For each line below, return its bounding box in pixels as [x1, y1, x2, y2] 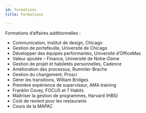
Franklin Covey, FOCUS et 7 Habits [12, 87, 84, 93]
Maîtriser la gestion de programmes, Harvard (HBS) [12, 93, 118, 99]
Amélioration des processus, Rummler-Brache [12, 66, 107, 72]
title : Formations [5, 12, 43, 17]
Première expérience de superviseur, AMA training [12, 82, 116, 88]
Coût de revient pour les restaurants [12, 98, 87, 104]
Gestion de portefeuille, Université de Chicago [12, 45, 108, 51]
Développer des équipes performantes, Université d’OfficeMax [12, 50, 141, 56]
